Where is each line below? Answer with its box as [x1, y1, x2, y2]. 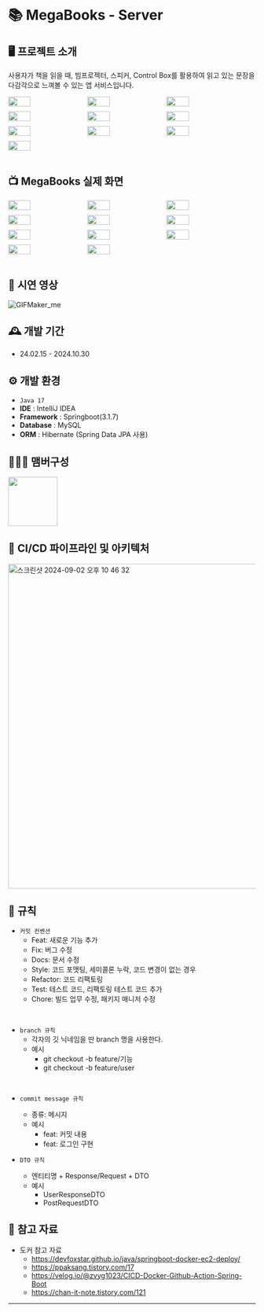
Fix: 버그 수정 [31, 945, 73, 954]
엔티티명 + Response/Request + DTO [31, 1171, 149, 1180]
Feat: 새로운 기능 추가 [31, 935, 98, 944]
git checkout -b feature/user [42, 1063, 135, 1072]
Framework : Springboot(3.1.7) [19, 412, 119, 421]
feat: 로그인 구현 [42, 1139, 94, 1148]
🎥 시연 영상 [8, 278, 59, 292]
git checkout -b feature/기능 [42, 1054, 134, 1064]
